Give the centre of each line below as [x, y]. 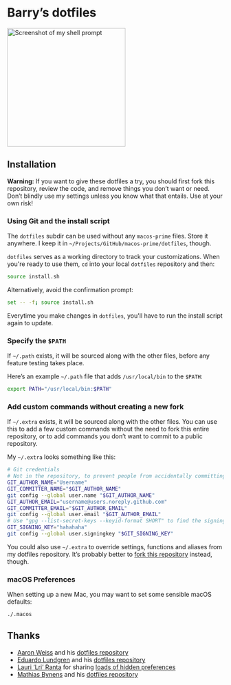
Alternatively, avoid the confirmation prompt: [70, 289]
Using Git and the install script [58, 221]
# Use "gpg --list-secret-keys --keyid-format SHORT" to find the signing [117, 521]
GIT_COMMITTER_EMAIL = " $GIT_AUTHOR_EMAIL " [67, 508]
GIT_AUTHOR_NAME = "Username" [47, 483]
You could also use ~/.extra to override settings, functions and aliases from [115, 546]
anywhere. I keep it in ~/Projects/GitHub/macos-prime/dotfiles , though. [109, 243]
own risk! [20, 203]
